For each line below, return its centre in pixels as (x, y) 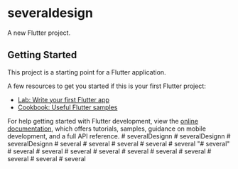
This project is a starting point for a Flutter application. (87, 72)
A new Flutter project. (39, 33)
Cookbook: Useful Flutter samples (67, 107)
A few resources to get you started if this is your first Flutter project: (107, 86)
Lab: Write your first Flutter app (64, 99)
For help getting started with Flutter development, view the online (103, 121)
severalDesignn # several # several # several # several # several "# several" (119, 143)
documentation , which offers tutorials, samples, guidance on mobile (107, 129)
